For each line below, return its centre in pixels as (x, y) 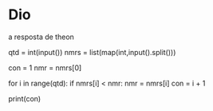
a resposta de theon (41, 37)
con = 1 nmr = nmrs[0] (45, 67)
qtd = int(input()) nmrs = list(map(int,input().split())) (92, 52)
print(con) (25, 98)
